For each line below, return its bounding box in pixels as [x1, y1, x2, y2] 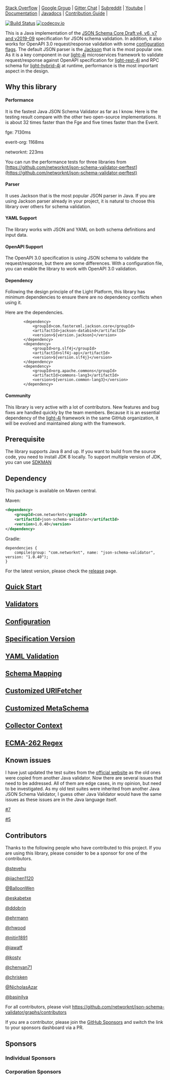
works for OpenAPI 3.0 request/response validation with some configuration [5, 41, 164, 47]
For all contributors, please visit [5, 1004, 71, 1010]
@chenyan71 [5, 964, 32, 970]
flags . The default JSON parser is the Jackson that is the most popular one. [5, 46, 163, 52]
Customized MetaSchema [5, 704, 89, 713]
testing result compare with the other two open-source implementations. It [5, 114, 161, 120]
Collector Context [5, 721, 62, 730]
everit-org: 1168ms [5, 139, 44, 145]
